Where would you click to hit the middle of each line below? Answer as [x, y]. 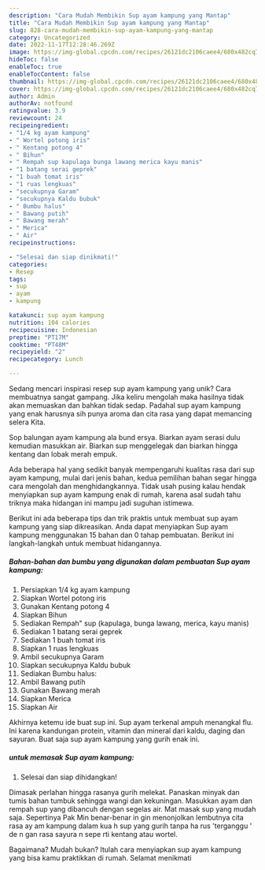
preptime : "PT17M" [39, 337]
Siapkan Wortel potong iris [63, 598]
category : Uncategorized [50, 37]
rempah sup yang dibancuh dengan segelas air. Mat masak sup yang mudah [132, 808]
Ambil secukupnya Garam [62, 656]
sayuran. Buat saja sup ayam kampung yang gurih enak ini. [104, 739]
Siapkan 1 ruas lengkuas [59, 648]
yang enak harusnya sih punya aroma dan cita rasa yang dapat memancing [131, 414]
